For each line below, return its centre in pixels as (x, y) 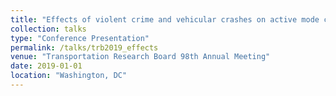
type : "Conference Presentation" (80, 38)
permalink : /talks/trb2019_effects (84, 47)
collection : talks (48, 29)
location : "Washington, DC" (69, 76)
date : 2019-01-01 (46, 66)
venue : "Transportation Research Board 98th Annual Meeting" (140, 57)
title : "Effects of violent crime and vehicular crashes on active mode (165, 19)
